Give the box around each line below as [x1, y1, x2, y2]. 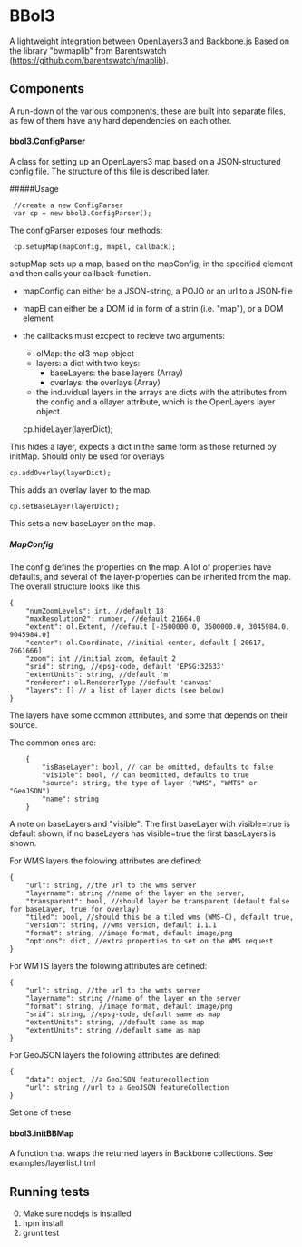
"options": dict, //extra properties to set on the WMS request [25, 936, 274, 945]
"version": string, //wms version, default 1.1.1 [25, 920, 218, 930]
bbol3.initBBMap [9, 1128, 74, 1139]
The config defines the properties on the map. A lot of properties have [9, 561, 272, 573]
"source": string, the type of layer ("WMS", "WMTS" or [42, 778, 258, 787]
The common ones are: [9, 737, 97, 748]
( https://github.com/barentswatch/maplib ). [9, 55, 170, 65]
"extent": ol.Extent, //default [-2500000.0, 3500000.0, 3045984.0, [25, 622, 290, 632]
